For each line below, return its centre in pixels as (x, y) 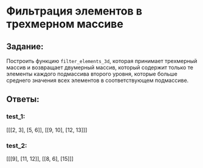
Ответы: (23, 99)
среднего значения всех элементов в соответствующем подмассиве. (98, 80)
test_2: (17, 146)
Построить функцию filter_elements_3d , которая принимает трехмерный (102, 61)
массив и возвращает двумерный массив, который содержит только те (100, 67)
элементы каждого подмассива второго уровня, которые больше (92, 74)
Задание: (25, 46)
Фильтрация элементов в (74, 11)
